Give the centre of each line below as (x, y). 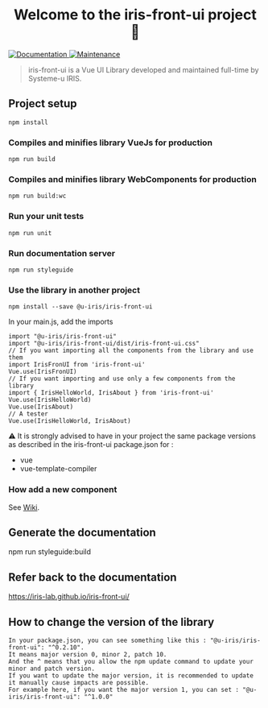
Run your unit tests (46, 217)
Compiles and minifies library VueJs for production (111, 143)
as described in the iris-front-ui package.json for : (91, 445)
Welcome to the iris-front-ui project (135, 15)
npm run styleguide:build (49, 552)
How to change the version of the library (111, 622)
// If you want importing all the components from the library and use (131, 351)
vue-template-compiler (58, 469)
